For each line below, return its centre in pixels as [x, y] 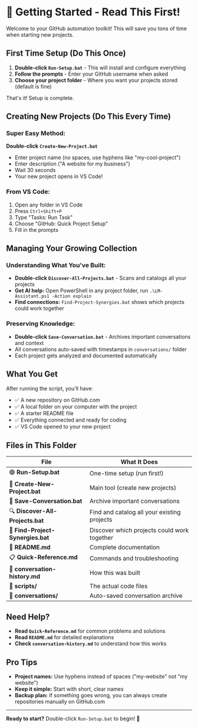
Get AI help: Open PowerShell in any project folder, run [81, 291]
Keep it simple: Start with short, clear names [69, 689]
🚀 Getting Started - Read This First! [93, 12]
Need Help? [28, 617]
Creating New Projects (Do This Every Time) [89, 117]
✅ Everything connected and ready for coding [70, 420]
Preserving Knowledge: [41, 323]
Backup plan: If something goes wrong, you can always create [91, 695]
